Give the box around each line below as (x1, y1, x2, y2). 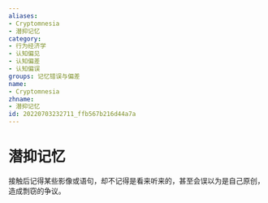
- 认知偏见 (8, 50, 41, 58)
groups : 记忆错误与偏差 (8, 72, 80, 80)
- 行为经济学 (8, 42, 46, 50)
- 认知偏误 (8, 65, 41, 73)
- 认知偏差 (8, 58, 41, 66)
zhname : (8, 95, 35, 103)
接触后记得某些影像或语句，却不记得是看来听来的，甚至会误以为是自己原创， (8, 175, 265, 185)
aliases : (8, 11, 38, 20)
